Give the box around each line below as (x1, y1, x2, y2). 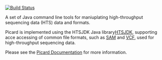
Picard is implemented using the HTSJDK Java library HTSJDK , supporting (5, 29, 158, 35)
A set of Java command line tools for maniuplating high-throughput (5, 14, 143, 20)
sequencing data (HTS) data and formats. (5, 20, 91, 25)
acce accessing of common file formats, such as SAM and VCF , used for (5, 35, 155, 40)
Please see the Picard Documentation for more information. (5, 50, 127, 55)
